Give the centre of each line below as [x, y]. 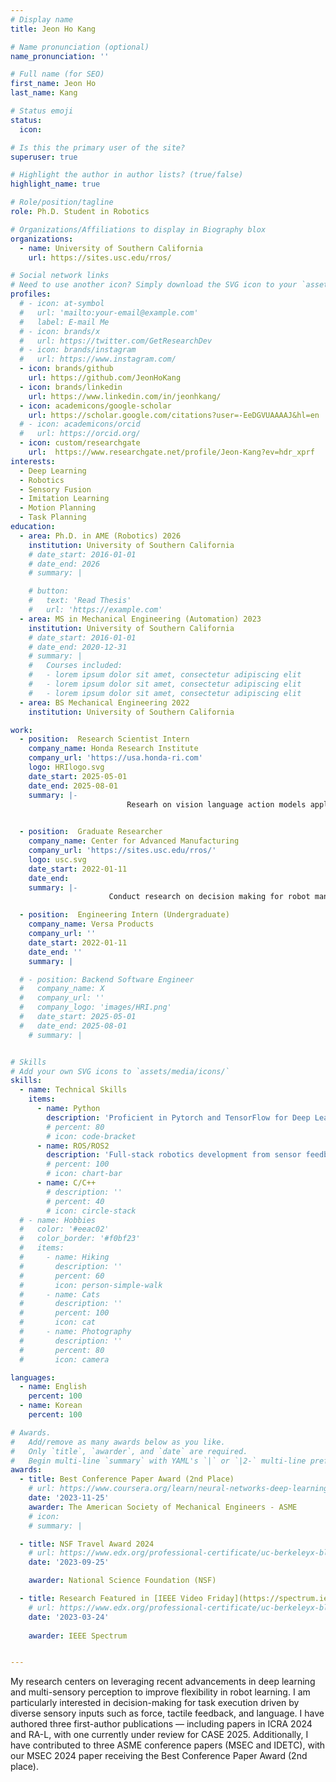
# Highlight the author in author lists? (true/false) [127, 175]
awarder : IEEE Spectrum [78, 1636]
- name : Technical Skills [73, 1090]
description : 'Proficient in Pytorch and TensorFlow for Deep [178, 1117]
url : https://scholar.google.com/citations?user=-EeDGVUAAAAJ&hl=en [174, 415]
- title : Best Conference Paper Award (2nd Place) [127, 1479]
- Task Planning [53, 517]
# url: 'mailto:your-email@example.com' [109, 312]
